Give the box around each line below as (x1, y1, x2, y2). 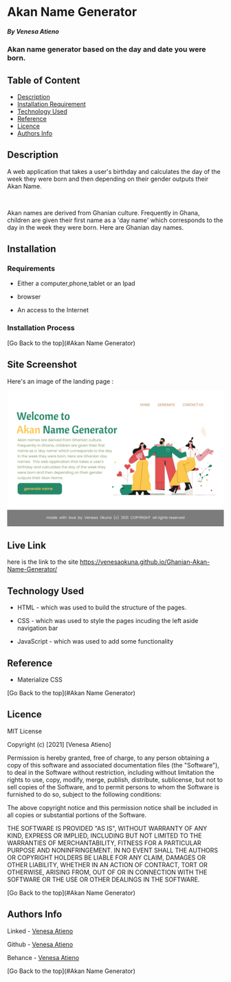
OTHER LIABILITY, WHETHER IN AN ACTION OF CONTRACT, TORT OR (7, 860, 208, 869)
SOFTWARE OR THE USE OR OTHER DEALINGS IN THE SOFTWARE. (7, 875, 200, 884)
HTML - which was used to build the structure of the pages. (16, 603, 187, 612)
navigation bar (16, 624, 58, 633)
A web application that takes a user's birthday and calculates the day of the (7, 167, 221, 175)
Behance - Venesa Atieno (7, 953, 80, 961)
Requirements (7, 264, 56, 274)
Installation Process (7, 323, 75, 333)
